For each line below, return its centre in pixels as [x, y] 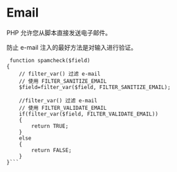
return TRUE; [50, 126]
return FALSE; [52, 150]
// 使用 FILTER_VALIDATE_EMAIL [63, 108]
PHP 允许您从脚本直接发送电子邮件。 [59, 32]
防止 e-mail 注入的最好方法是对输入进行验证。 [72, 47]
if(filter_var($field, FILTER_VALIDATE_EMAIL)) [88, 114]
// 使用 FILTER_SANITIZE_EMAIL [63, 81]
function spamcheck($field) [50, 60]
